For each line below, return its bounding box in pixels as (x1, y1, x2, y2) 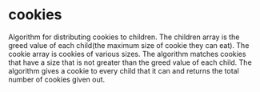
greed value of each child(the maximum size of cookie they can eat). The (8, 40, 250, 50)
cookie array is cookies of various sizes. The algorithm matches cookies (8, 49, 246, 58)
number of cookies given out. (8, 74, 106, 84)
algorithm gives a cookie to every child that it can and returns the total (8, 66, 240, 75)
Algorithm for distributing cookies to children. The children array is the (8, 32, 240, 42)
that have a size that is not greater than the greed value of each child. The (8, 58, 252, 67)
